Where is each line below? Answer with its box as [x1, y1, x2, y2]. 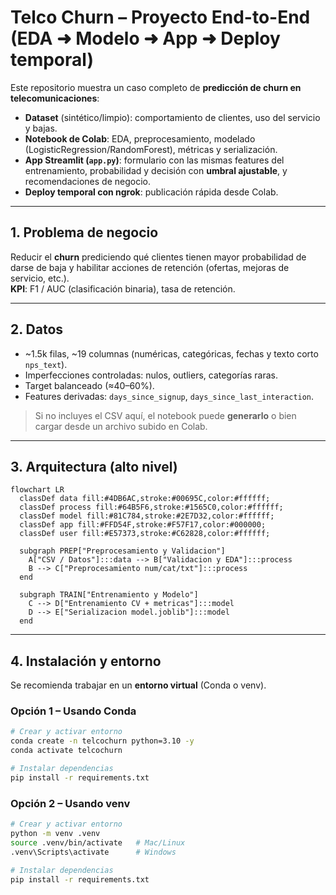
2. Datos [10, 321, 64, 338]
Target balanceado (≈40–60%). [24, 379, 155, 391]
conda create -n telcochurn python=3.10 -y [10, 736, 195, 746]
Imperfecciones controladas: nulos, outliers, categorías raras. [24, 369, 279, 381]
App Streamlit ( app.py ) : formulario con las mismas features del [24, 154, 285, 166]
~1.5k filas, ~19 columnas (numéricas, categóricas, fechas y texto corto [24, 347, 319, 360]
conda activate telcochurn [10, 746, 123, 756]
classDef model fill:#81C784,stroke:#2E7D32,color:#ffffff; [19, 511, 275, 521]
